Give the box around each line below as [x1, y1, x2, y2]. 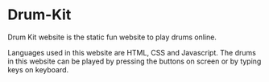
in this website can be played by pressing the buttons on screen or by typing [7, 56, 262, 66]
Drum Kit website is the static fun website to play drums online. [7, 32, 217, 42]
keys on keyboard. [7, 64, 69, 74]
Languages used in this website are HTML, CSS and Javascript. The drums [7, 47, 257, 57]
